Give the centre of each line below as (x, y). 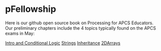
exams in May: (20, 33)
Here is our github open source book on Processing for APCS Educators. (79, 23)
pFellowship (31, 9)
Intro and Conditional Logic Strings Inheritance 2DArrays (63, 43)
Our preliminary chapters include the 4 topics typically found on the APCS (80, 28)
